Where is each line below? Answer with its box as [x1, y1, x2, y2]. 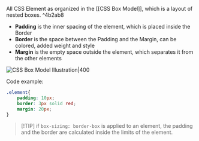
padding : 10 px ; [17, 95, 55, 101]
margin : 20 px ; [17, 106, 52, 112]
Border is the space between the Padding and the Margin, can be [14, 36, 177, 42]
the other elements [14, 55, 62, 62]
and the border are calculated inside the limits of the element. [20, 128, 173, 136]
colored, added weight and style [14, 42, 95, 49]
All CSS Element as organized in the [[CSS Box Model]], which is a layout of [6, 5, 193, 12]
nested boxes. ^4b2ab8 [6, 11, 64, 19]
